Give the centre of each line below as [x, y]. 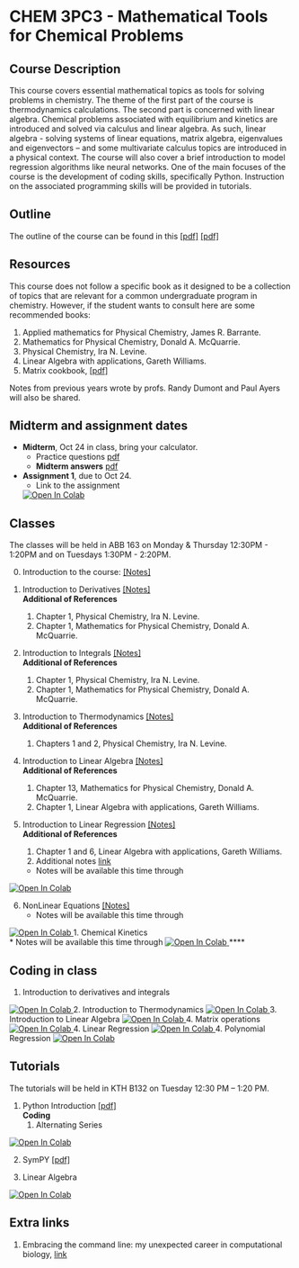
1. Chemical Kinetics [110, 932]
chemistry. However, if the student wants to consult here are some [132, 305]
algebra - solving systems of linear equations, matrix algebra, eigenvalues [146, 138]
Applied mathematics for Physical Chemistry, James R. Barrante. [142, 332]
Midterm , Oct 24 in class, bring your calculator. [110, 447]
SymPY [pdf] [46, 1159]
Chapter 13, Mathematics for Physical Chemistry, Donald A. [145, 788]
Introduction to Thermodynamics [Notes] [98, 716]
